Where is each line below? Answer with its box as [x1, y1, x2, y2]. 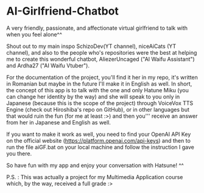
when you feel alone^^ [6, 30, 63, 38]
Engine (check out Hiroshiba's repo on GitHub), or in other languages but [6, 106, 190, 113]
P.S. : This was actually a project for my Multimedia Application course [6, 173, 183, 180]
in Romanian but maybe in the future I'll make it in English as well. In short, [6, 80, 192, 87]
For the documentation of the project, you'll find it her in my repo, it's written [6, 73, 198, 81]
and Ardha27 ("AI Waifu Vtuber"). [6, 62, 90, 69]
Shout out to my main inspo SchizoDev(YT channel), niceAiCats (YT [6, 42, 177, 50]
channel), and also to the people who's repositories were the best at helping [6, 49, 197, 56]
